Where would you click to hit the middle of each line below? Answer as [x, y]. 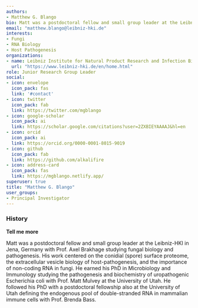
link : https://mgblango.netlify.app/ [58, 176]
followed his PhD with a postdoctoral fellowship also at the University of [93, 287]
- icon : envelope [27, 83]
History [17, 219]
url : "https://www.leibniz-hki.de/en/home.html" [72, 66]
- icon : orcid [24, 132]
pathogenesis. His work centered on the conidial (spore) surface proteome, [98, 255]
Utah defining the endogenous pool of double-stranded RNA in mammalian [97, 293]
